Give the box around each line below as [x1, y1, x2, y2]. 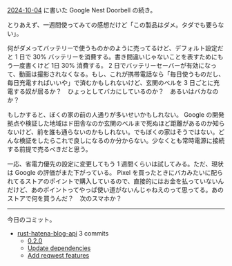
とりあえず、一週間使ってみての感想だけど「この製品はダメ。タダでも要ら [7, 21, 218, 29]
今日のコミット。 [7, 216, 56, 223]
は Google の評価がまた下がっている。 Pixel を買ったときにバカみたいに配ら [7, 169, 223, 176]
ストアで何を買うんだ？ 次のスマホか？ [7, 194, 122, 202]
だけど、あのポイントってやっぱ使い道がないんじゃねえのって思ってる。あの [7, 186, 224, 193]
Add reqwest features [27, 251, 90, 259]
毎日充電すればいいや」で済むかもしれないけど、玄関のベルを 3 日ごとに [7, 79, 214, 86]
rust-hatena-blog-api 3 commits [17, 229, 109, 237]
